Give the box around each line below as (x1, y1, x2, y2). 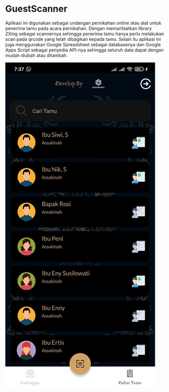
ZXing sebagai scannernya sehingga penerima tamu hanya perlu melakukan (5, 31, 164, 37)
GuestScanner (5, 3, 67, 15)
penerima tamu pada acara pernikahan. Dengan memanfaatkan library (5, 25, 152, 31)
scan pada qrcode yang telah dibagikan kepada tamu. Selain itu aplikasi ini (5, 36, 161, 42)
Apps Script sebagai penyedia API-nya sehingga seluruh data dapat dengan (5, 47, 164, 53)
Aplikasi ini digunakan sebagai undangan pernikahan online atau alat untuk (5, 20, 161, 26)
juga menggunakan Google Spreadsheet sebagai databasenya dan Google (5, 41, 161, 47)
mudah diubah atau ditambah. (5, 52, 68, 58)
